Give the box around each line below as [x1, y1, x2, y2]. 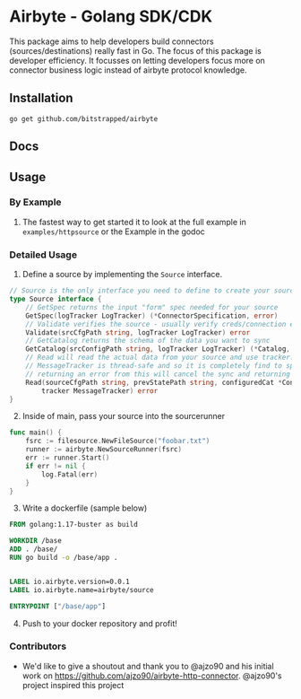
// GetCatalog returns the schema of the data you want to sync [25, 336, 271, 345]
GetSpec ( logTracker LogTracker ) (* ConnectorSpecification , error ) [25, 311, 279, 320]
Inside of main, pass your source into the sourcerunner [21, 411, 226, 422]
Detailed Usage [9, 249, 78, 261]
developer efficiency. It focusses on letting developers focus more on [9, 55, 266, 66]
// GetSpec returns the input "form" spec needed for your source [25, 302, 279, 311]
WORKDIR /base [9, 537, 63, 546]
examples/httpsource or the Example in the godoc [21, 226, 206, 237]
